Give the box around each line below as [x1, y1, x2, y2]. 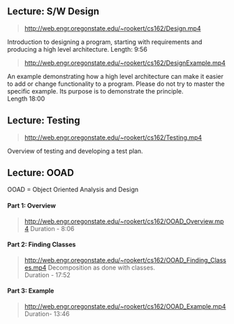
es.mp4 [24, 263, 47, 272]
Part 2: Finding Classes [7, 240, 76, 249]
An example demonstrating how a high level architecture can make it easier [7, 72, 224, 80]
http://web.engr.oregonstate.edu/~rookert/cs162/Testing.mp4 [24, 133, 203, 142]
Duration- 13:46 [24, 310, 70, 318]
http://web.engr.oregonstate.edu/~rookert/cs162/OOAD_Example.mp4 [24, 302, 226, 311]
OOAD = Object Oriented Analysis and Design [7, 185, 139, 194]
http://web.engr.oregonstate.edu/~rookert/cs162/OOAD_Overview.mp [24, 216, 224, 226]
